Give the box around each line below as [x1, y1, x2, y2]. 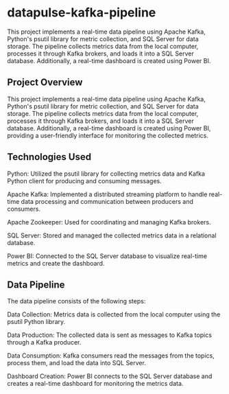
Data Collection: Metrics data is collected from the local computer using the [7, 310, 221, 318]
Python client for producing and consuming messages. [7, 176, 162, 185]
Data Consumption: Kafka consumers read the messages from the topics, [7, 351, 215, 360]
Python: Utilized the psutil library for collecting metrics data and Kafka [7, 170, 206, 178]
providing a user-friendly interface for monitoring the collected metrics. [7, 131, 209, 139]
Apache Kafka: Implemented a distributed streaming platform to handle [7, 190, 208, 198]
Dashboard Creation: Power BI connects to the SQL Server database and [7, 372, 213, 380]
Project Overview [7, 77, 83, 89]
